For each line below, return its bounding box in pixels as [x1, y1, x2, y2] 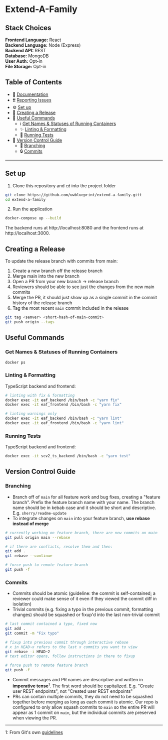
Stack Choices [5, 24, 51, 32]
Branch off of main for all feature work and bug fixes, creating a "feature [12, 494, 161, 500]
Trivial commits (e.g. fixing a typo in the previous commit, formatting [12, 606, 153, 612]
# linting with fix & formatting [5, 393, 75, 398]
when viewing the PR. [12, 714, 57, 721]
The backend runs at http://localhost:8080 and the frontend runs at [5, 225, 144, 231]
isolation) [12, 601, 31, 607]
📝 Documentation [12, 91, 48, 97]
